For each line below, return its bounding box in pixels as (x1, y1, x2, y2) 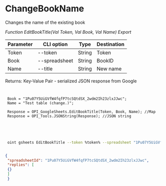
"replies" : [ (7, 162, 35, 168)
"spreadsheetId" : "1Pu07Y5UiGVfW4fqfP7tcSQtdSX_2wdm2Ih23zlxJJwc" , (7, 158, 149, 163)
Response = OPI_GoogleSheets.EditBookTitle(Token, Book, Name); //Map (7, 109, 156, 114)
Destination (96, 41, 125, 48)
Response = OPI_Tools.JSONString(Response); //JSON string (7, 114, 132, 119)
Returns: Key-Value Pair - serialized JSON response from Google (5, 78, 137, 84)
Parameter (7, 41, 33, 48)
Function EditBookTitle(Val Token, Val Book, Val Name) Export (5, 29, 132, 35)
